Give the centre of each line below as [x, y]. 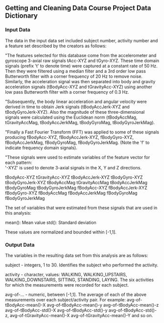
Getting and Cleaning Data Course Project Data [78, 8]
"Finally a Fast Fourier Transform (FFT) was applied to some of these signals [82, 132]
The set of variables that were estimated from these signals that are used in [81, 208]
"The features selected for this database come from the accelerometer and [81, 55]
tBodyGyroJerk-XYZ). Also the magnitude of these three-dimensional [75, 112]
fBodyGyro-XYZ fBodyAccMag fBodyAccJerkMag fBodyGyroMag [71, 193]
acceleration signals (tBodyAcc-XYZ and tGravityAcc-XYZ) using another [79, 87]
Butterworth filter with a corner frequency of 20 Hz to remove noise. [74, 76]
